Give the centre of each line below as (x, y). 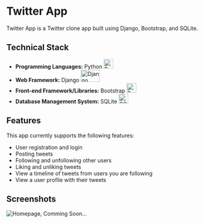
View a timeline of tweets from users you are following (84, 173)
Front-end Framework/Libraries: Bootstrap (70, 91)
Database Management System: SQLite (66, 101)
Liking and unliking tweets (48, 167)
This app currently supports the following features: (70, 135)
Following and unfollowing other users (63, 160)
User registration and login (49, 147)
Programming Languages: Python (59, 66)
